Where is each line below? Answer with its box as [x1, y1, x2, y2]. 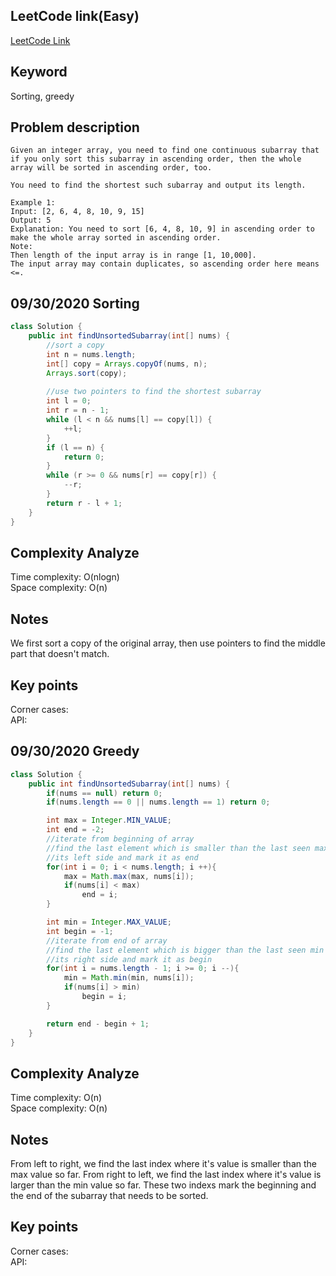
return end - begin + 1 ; [46, 1019, 150, 1029]
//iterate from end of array [46, 935, 168, 946]
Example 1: [10, 198, 56, 208]
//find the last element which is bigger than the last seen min [46, 945, 325, 955]
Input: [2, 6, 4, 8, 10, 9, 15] [10, 207, 145, 217]
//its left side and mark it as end [46, 852, 199, 863]
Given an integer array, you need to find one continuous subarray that [10, 145, 320, 156]
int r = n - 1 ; [46, 405, 110, 416]
